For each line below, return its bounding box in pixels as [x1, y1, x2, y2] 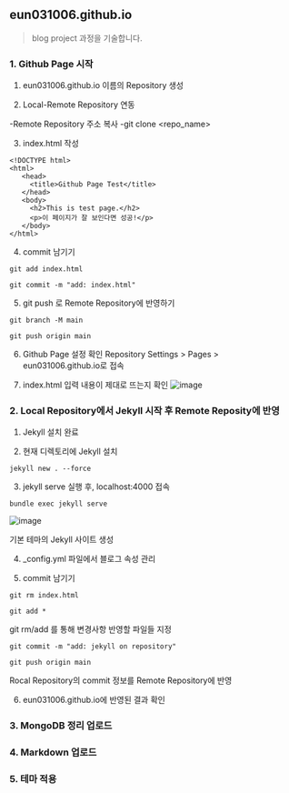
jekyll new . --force [9, 464, 92, 474]
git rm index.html [9, 591, 79, 600]
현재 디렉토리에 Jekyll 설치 [22, 446, 118, 457]
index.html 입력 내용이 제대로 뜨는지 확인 [22, 379, 169, 390]
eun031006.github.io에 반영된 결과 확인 [22, 695, 165, 706]
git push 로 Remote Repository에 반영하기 [22, 297, 175, 308]
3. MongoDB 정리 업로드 [9, 719, 113, 732]
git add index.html [9, 265, 84, 274]
